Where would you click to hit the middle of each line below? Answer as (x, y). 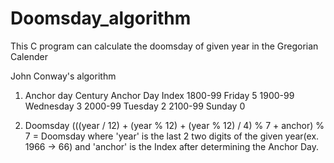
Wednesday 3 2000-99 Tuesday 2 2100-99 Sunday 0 (135, 106)
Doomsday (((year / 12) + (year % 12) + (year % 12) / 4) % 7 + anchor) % (174, 125)
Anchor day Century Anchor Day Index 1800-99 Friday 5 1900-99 (159, 95)
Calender (29, 56)
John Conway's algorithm (63, 76)
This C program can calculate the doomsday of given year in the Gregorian (164, 46)
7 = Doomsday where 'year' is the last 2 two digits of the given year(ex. (172, 136)
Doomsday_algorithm (101, 18)
